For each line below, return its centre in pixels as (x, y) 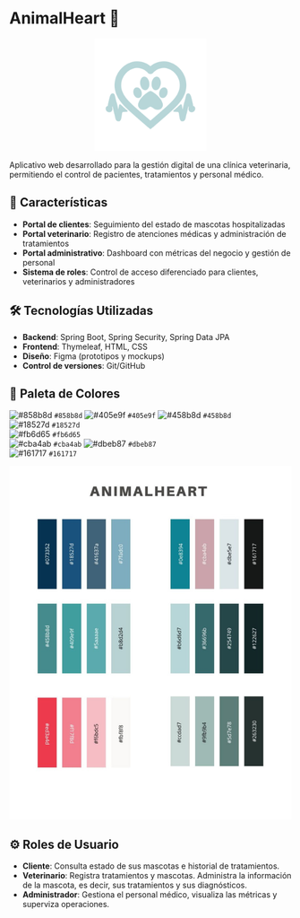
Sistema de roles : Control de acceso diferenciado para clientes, (140, 272)
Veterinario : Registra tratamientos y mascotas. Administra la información (157, 876)
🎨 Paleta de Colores (65, 393)
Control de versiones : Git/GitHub (84, 365)
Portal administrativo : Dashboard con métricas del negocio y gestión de (156, 253)
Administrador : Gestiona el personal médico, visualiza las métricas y (150, 895)
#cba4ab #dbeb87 (105, 445)
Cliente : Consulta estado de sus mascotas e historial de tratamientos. (151, 866)
